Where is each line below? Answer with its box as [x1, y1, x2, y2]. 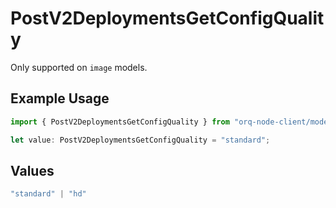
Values [10, 162, 55, 179]
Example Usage [10, 90, 110, 107]
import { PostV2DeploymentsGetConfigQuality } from [10, 117, 230, 127]
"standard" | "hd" [10, 189, 87, 199]
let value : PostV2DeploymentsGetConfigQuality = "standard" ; [10, 135, 271, 145]
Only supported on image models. [10, 61, 148, 73]
